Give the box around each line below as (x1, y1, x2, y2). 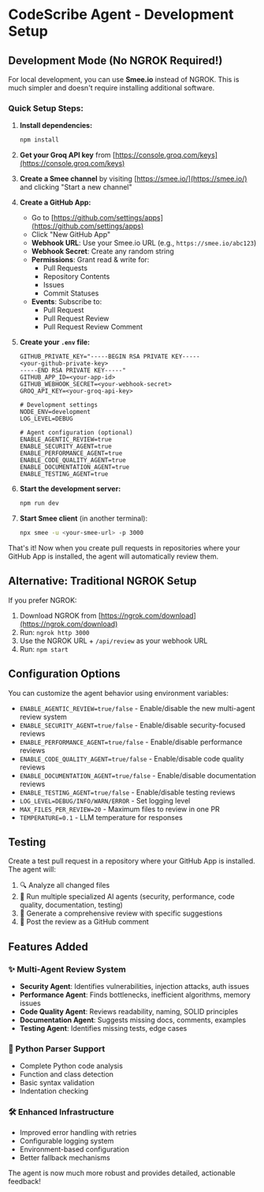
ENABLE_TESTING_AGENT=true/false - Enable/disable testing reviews (19, 788, 236, 797)
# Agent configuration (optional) (19, 429, 133, 437)
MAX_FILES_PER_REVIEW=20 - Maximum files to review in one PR (19, 804, 221, 814)
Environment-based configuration (19, 1144, 130, 1154)
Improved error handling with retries (19, 1127, 137, 1137)
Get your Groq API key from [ (19, 150, 116, 160)
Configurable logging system (19, 1136, 114, 1145)
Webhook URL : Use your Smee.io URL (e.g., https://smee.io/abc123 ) (31, 239, 257, 248)
